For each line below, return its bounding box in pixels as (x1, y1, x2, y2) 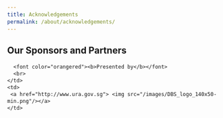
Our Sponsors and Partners (7, 45, 127, 56)
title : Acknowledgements (7, 11, 78, 18)
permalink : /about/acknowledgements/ (7, 18, 116, 25)
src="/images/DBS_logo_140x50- (127, 91, 217, 98)
